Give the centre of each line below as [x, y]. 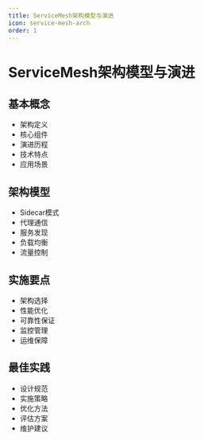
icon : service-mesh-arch [49, 23]
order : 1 [23, 30]
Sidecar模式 [39, 212]
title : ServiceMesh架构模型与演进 [61, 16]
